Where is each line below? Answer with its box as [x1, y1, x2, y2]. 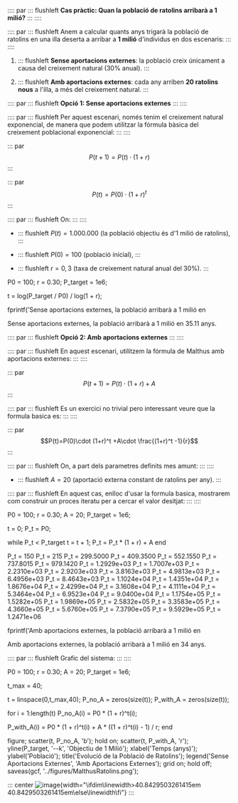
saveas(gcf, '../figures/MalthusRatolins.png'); [7, 767, 139, 775]
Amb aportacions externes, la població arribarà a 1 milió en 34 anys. [7, 640, 207, 649]
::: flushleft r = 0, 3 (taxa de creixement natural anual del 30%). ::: [17, 263, 210, 273]
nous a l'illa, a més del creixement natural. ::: [17, 85, 149, 93]
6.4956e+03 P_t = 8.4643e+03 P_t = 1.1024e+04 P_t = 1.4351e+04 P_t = [7, 574, 220, 583]
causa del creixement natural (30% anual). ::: [17, 64, 150, 72]
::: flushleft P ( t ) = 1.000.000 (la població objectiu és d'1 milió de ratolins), [17, 229, 231, 237]
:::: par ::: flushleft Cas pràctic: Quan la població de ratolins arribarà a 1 [7, 6, 217, 14]
